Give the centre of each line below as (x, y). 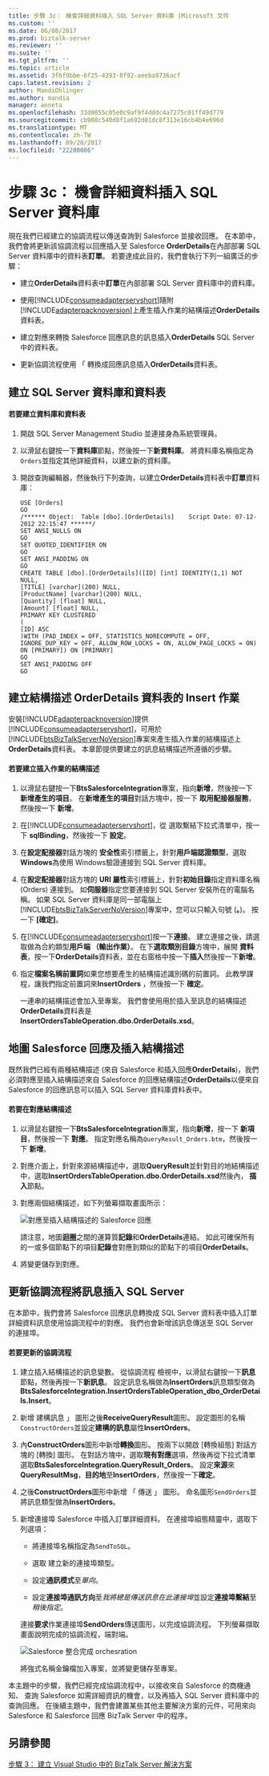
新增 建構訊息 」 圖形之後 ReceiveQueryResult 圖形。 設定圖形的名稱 (132, 1417)
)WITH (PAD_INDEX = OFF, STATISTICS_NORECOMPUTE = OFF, (115, 636)
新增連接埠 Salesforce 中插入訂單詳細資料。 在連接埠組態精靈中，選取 (135, 1518)
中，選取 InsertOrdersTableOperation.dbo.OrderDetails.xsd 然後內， (134, 1176)
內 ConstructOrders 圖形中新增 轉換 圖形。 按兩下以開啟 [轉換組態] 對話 (135, 1445)
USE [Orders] (42, 502)
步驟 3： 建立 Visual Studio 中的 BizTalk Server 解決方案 (100, 1764)
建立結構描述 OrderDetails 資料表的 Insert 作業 (124, 698)
